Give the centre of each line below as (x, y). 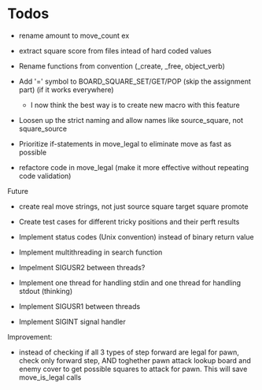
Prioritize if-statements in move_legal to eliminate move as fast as (125, 143)
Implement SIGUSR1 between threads (79, 306)
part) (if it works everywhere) (66, 89)
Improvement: (30, 336)
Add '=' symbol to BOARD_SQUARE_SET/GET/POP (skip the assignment (135, 81)
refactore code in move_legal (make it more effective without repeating (134, 167)
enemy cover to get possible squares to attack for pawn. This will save (133, 369)
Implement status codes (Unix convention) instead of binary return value (136, 236)
